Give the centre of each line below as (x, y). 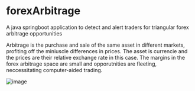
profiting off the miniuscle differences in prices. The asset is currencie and (97, 51)
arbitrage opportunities (34, 33)
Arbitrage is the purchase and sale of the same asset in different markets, (95, 45)
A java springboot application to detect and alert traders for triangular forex (97, 27)
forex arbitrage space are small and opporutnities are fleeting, (82, 64)
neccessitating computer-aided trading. (54, 70)
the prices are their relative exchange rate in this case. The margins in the (95, 57)
